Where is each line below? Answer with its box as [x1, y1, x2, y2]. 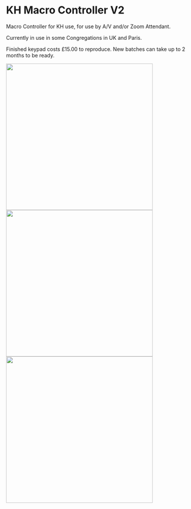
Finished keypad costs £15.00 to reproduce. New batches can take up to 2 [6, 45, 186, 53]
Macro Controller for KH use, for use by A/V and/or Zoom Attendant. [6, 23, 171, 30]
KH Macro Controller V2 [6, 4, 125, 17]
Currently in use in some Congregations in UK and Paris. [6, 34, 142, 41]
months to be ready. [6, 52, 54, 59]
